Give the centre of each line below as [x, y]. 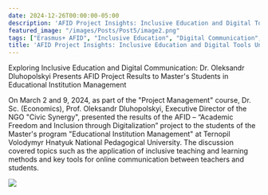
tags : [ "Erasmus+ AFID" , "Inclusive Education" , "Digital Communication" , [135, 38]
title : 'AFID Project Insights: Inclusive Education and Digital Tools [130, 45]
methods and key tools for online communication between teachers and [126, 159]
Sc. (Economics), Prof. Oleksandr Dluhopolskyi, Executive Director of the [128, 109]
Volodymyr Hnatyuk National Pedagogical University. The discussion [121, 142]
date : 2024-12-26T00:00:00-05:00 [64, 16]
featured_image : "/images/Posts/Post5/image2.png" [94, 30]
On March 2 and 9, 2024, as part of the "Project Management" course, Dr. [130, 100]
